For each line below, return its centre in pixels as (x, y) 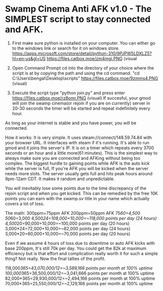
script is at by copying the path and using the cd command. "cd (76, 73)
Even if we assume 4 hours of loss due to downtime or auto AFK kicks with (80, 243)
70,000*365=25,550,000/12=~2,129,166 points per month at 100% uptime (79, 283)
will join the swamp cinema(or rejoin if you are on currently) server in (81, 103)
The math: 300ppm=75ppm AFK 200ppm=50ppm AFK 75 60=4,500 (72, 213)
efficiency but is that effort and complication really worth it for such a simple (81, 253)
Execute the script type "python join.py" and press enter (69, 93)
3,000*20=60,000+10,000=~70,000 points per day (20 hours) (68, 234)
